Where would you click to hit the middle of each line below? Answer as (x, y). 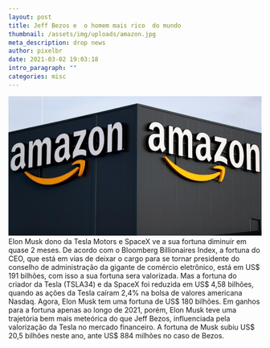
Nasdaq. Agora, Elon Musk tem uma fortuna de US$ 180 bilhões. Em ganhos (134, 301)
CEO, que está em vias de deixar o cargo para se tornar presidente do (124, 259)
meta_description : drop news (57, 43)
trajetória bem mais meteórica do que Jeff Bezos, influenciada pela (119, 318)
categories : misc (37, 77)
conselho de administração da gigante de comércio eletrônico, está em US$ (134, 267)
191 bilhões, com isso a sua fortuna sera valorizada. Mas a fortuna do (123, 275)
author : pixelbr (35, 51)
